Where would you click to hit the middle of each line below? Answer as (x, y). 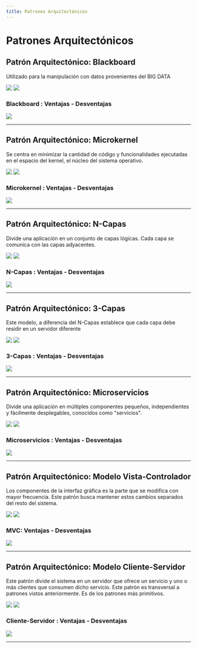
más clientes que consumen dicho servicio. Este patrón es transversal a (93, 587)
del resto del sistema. (32, 503)
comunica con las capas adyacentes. (51, 244)
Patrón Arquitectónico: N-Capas (66, 224)
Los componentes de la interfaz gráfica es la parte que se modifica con (92, 491)
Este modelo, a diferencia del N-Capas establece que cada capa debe (91, 322)
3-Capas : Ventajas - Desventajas (55, 356)
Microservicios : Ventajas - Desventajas (64, 440)
